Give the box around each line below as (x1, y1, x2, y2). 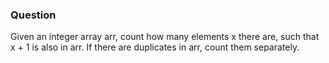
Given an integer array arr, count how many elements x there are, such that (10, 31, 320, 43)
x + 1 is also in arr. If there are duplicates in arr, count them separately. (10, 41, 300, 53)
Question (10, 8, 57, 22)
